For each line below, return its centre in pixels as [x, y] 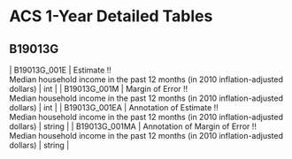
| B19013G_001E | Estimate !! [61, 70]
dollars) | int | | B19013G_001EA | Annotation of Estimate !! [114, 107]
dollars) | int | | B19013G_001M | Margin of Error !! [99, 89]
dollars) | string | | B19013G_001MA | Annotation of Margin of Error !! [133, 126]
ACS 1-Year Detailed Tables [111, 16]
